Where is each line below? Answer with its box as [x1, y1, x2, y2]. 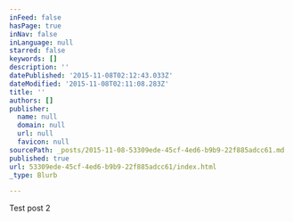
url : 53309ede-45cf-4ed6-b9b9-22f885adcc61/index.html [9, 162, 217, 171]
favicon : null [17, 137, 69, 146]
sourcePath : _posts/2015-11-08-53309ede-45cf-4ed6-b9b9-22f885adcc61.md [9, 145, 285, 154]
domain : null [17, 121, 66, 130]
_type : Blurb [9, 170, 58, 179]
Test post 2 [9, 202, 51, 214]
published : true [9, 153, 69, 163]
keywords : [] [9, 54, 58, 63]
